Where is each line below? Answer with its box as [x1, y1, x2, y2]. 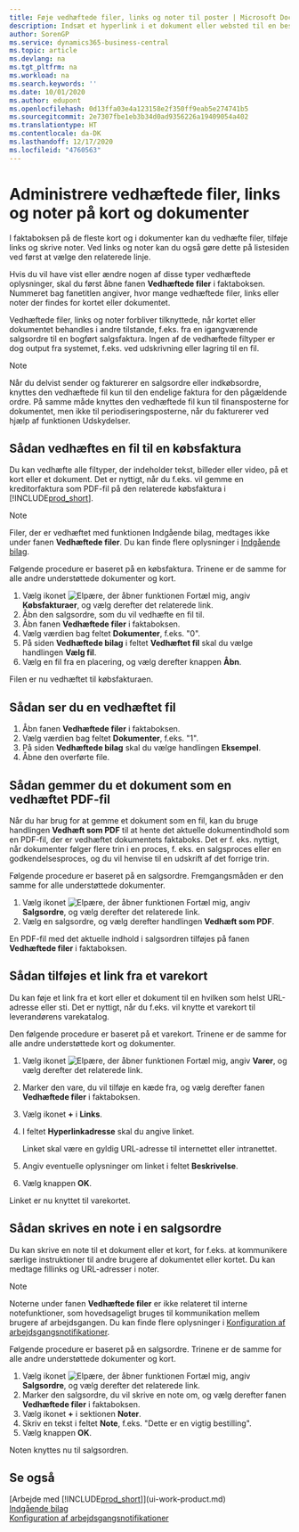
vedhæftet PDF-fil [9, 791, 111, 807]
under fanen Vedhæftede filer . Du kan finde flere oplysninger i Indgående [9, 537, 280, 548]
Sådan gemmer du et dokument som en [9, 777, 232, 793]
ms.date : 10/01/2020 [9, 87, 86, 96]
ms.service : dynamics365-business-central [9, 37, 169, 47]
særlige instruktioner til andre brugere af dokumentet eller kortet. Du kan [9, 1254, 276, 1265]
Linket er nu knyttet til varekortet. [9, 1195, 131, 1206]
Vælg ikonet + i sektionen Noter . [21, 1408, 141, 1419]
